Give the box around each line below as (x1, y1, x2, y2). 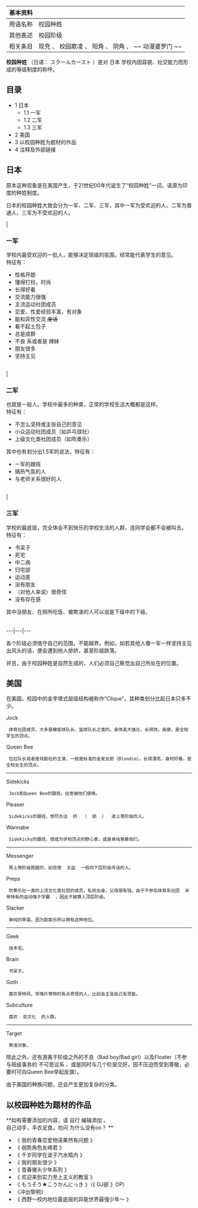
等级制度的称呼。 (16, 66, 58, 73)
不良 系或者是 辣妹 (14, 337, 60, 344)
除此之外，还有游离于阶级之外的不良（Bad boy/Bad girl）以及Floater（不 (6, 1054, 182, 1061)
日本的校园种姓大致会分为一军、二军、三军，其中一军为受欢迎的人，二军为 (6, 201, 187, 209)
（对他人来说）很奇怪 (14, 588, 67, 595)
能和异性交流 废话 (14, 315, 58, 323)
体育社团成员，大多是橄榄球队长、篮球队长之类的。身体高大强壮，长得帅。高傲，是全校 (8, 727, 189, 733)
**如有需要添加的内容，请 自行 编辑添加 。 (6, 1116, 109, 1124)
